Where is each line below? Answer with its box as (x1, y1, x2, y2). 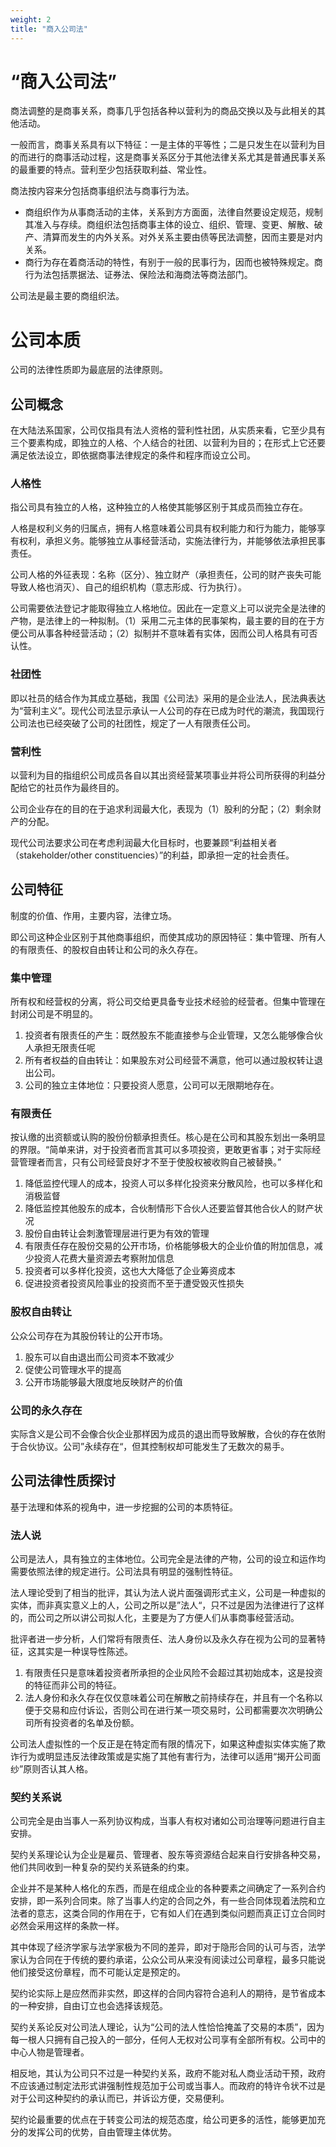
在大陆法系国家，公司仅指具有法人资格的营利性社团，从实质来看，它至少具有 (10, 424, 326, 436)
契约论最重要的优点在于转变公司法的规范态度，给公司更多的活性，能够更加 (10, 2114, 317, 2126)
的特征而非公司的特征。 (24, 1679, 122, 1691)
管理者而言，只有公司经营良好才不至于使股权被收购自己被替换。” (18, 1156, 282, 1168)
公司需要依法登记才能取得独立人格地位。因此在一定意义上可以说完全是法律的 (10, 602, 326, 615)
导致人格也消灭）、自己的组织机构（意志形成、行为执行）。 (10, 581, 247, 593)
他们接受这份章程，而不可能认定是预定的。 (10, 1966, 186, 1978)
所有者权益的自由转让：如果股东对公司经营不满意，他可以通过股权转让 (24, 1054, 315, 1066)
